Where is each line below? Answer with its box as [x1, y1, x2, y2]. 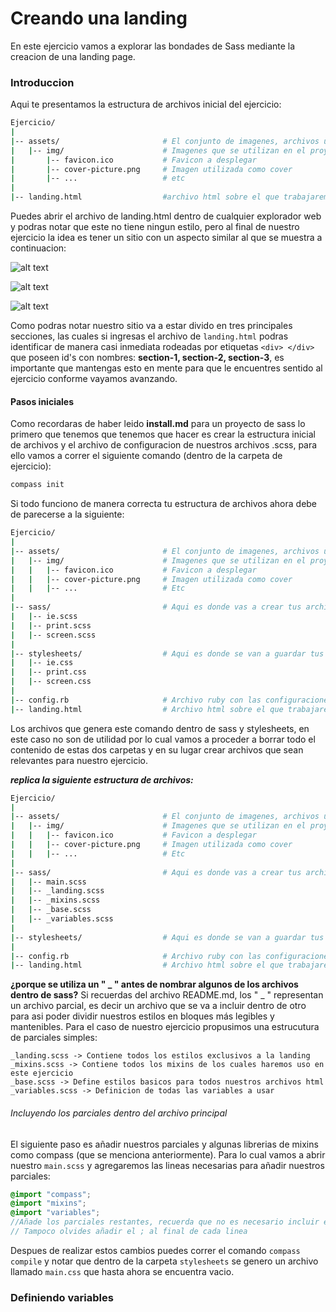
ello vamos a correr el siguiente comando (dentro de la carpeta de [10, 450, 283, 462]
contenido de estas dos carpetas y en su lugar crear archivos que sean [10, 743, 304, 756]
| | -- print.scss [10, 620, 92, 631]
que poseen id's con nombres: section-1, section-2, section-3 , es [10, 352, 285, 364]
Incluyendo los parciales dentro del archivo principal [10, 1107, 228, 1119]
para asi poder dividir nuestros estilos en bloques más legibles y [10, 1010, 275, 1022]
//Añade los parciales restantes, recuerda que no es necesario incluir [10, 1217, 320, 1227]
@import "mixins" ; [10, 1198, 87, 1209]
